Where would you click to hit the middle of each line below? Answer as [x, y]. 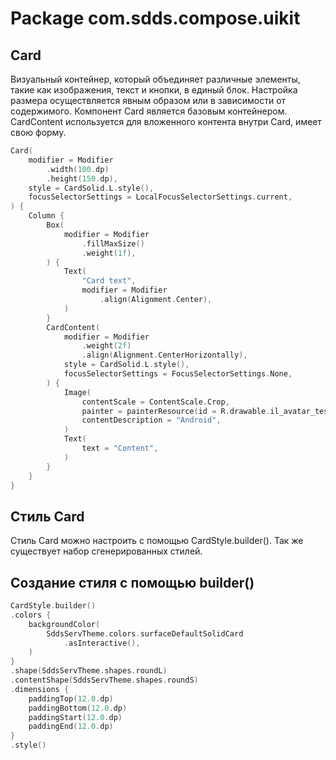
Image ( [77, 392]
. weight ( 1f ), [109, 253]
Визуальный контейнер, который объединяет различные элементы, [155, 79]
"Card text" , [109, 281]
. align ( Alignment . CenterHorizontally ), [164, 355]
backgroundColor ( [64, 624]
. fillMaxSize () [113, 243]
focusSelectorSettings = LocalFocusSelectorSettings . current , [160, 197]
